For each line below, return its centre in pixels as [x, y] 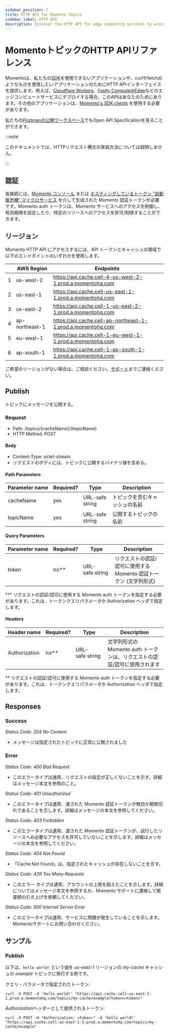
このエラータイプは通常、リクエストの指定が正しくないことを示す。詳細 [87, 777]
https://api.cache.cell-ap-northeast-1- [100, 320]
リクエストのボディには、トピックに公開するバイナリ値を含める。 [81, 463]
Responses [23, 707]
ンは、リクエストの [130, 657]
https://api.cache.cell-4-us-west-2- [98, 277]
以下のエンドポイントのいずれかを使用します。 [54, 256]
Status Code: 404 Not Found [35, 853]
